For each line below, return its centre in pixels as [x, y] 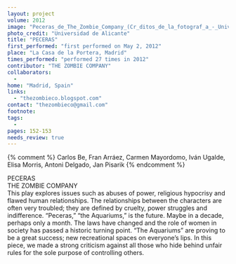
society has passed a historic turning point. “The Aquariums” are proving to [117, 230]
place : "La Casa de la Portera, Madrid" [67, 53]
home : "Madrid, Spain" [40, 85]
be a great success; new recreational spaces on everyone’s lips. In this [110, 238]
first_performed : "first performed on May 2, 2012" [84, 46]
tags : [15, 118]
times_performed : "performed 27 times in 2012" [78, 60]
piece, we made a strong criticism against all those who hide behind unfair [115, 245]
